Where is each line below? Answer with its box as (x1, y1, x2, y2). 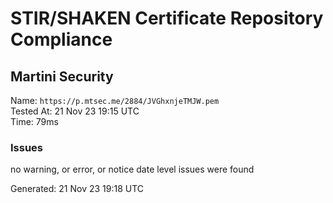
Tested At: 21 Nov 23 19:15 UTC (10, 105, 140, 117)
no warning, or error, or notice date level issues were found (10, 163, 255, 176)
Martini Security (10, 68, 114, 85)
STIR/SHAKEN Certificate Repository (10, 7, 324, 30)
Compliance (10, 28, 113, 51)
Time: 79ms (10, 116, 59, 127)
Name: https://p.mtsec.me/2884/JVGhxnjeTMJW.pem (10, 95, 220, 106)
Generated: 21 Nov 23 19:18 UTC (10, 183, 145, 195)
